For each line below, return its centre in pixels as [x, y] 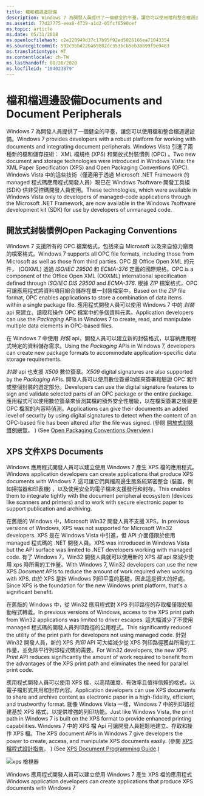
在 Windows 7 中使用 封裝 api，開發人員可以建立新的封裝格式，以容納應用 [99, 338]
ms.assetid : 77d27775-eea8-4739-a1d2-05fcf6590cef [72, 23]
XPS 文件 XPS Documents [55, 451]
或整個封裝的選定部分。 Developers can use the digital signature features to [100, 387]
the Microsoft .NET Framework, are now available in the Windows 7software [101, 203]
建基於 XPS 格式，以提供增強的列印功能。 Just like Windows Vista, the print [100, 711]
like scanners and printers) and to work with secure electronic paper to [95, 502]
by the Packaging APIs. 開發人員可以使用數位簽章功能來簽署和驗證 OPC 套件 [102, 379]
